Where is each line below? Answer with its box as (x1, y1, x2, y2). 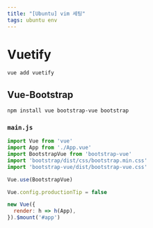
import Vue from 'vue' (7, 138, 73, 145)
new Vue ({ (7, 201, 36, 209)
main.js (7, 123, 33, 131)
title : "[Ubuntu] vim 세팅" (7, 10, 86, 17)
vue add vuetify (7, 70, 54, 76)
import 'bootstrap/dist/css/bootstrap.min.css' (7, 157, 148, 164)
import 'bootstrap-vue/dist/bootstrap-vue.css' (7, 163, 148, 170)
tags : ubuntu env (7, 17, 58, 24)
